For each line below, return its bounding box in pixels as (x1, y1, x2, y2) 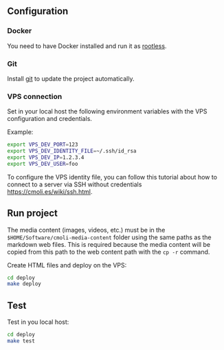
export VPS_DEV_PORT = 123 (7, 141, 78, 149)
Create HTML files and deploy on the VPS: (7, 261, 127, 269)
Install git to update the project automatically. (7, 74, 135, 83)
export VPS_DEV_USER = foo (7, 160, 78, 167)
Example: (7, 128, 34, 136)
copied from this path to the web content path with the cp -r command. (7, 248, 210, 256)
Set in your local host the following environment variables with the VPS (7, 107, 208, 116)
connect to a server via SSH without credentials (7, 180, 142, 188)
